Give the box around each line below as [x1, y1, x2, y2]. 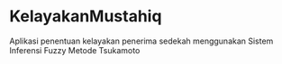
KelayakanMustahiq [9, 6, 162, 27]
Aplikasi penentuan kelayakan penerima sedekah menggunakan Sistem [9, 36, 274, 46]
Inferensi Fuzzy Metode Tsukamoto [9, 44, 141, 55]
